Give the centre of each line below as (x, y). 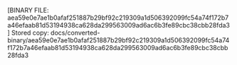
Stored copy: (31, 32)
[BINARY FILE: (28, 10)
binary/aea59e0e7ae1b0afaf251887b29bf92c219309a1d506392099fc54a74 (118, 40)
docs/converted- (75, 32)
